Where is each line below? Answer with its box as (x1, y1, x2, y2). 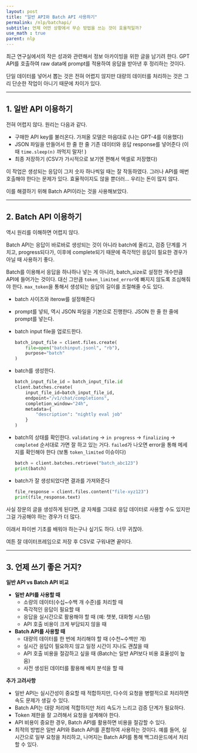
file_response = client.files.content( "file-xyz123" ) (14, 488, 149, 495)
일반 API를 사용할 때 (14, 591, 60, 599)
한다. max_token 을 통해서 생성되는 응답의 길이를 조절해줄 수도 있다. (12, 283, 164, 290)
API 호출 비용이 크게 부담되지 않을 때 (23, 620, 107, 628)
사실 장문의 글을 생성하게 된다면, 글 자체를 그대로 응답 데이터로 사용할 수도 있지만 (6, 505, 191, 512)
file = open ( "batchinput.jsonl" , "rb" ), (25, 345, 120, 351)
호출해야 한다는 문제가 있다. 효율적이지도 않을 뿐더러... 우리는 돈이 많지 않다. (6, 175, 179, 182)
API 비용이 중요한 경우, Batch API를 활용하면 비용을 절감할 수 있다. (14, 719, 167, 726)
